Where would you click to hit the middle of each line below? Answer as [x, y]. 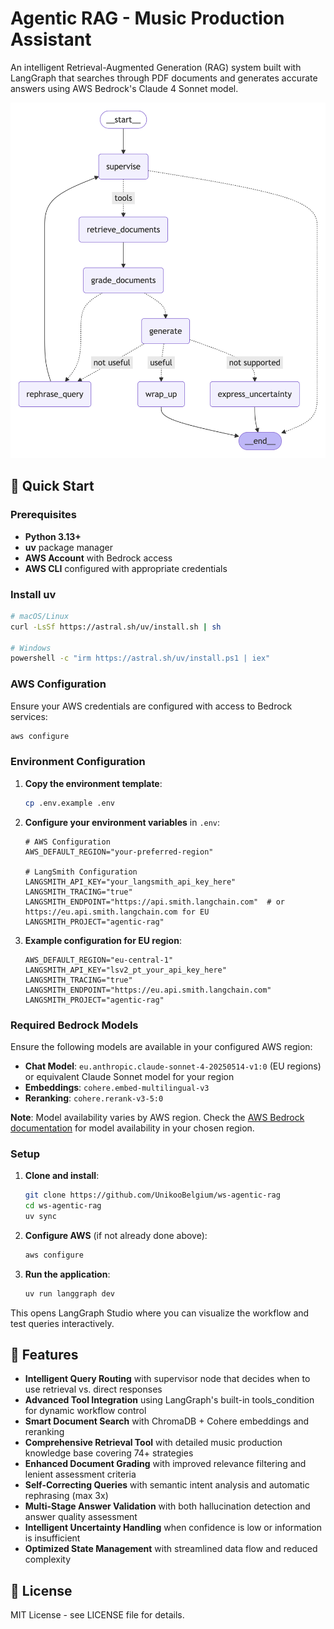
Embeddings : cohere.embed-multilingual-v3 [117, 1087]
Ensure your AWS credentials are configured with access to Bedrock [151, 706]
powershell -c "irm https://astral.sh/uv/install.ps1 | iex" [140, 658]
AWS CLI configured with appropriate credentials [126, 568]
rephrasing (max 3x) [66, 1496]
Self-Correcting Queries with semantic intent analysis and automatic [167, 1485]
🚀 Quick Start [52, 486]
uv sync [40, 1216]
